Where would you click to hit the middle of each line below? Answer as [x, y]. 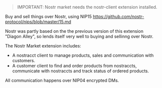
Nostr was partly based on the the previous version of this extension [74, 31]
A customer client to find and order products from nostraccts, [74, 66]
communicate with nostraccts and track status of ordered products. [81, 71]
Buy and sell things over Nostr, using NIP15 [49, 16]
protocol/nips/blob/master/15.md [38, 22]
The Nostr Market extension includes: [43, 46]
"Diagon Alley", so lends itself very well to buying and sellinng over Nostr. [79, 36]
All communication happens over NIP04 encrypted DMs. [62, 80]
